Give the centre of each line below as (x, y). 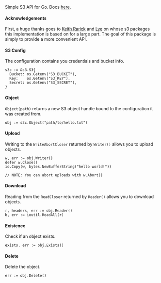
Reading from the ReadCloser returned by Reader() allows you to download (80, 197)
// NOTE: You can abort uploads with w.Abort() (54, 175)
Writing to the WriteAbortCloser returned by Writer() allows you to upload (79, 144)
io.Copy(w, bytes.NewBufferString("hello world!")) (58, 166)
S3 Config (15, 50)
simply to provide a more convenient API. (46, 39)
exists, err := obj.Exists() (34, 245)
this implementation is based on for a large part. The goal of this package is (80, 34)
